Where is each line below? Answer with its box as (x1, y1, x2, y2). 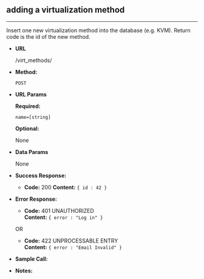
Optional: (15, 124, 39, 132)
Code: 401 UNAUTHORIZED (24, 207, 94, 214)
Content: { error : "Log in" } (24, 213, 103, 221)
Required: (15, 103, 41, 110)
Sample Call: (15, 255, 48, 263)
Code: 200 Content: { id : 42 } (24, 183, 107, 190)
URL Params (15, 90, 47, 98)
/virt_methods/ (15, 56, 52, 64)
